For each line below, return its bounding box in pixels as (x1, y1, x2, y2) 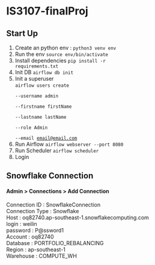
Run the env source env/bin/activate (14, 51, 108, 58)
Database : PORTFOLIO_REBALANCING (6, 239, 104, 246)
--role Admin (14, 125, 48, 131)
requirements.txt (14, 63, 59, 69)
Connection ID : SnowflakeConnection (6, 201, 101, 208)
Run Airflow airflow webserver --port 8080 (14, 140, 124, 148)
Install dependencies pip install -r (14, 57, 106, 64)
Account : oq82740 (6, 233, 54, 240)
